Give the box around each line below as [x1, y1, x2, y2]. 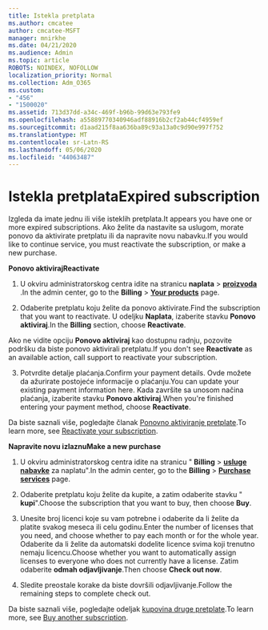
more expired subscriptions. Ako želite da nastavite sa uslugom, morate [8, 223, 244, 232]
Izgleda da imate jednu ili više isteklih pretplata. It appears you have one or [8, 214, 252, 224]
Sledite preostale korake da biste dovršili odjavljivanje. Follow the [19, 580, 233, 590]
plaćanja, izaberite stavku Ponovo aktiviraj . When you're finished [19, 394, 234, 403]
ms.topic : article [8, 57, 70, 65]
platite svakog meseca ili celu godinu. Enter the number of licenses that [19, 522, 254, 532]
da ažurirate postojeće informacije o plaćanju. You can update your [19, 377, 239, 387]
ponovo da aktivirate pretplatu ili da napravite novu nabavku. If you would [8, 231, 248, 241]
